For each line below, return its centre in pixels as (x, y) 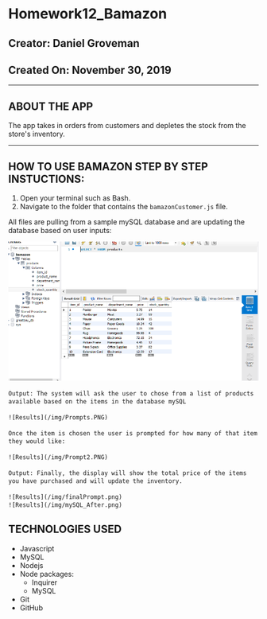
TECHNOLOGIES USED (65, 529)
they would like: (37, 441)
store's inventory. (37, 134)
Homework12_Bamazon (88, 14)
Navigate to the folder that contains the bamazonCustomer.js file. (124, 207)
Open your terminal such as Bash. (75, 198)
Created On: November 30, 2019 (90, 70)
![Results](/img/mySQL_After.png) (66, 505)
